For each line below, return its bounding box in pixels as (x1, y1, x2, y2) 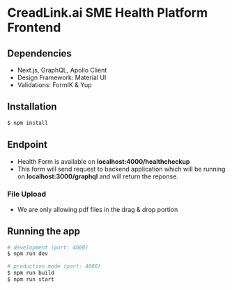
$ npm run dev (7, 250, 49, 257)
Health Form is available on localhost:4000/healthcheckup (17, 157, 190, 165)
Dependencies (7, 47, 72, 59)
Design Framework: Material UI (17, 73, 107, 82)
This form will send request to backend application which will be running (17, 165, 226, 173)
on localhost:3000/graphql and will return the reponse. (17, 172, 179, 181)
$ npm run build (7, 270, 54, 277)
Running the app (7, 225, 80, 238)
